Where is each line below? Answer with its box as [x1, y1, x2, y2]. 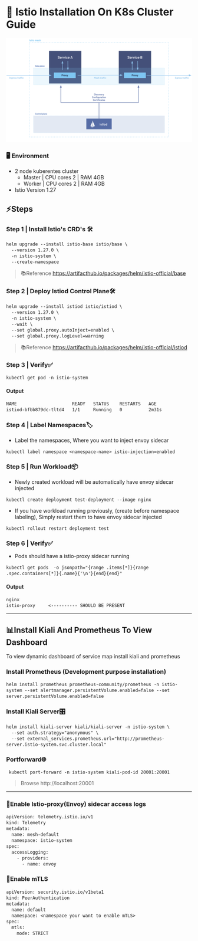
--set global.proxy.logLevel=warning [11, 333, 104, 339]
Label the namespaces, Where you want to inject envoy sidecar [14, 437, 169, 444]
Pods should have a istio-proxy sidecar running [14, 553, 130, 560]
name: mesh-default [11, 832, 60, 838]
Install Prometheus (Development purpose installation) [6, 668, 167, 676]
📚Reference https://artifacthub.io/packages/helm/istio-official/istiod [20, 343, 187, 350]
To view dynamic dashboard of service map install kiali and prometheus [6, 653, 180, 660]
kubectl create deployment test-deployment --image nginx [6, 497, 151, 503]
